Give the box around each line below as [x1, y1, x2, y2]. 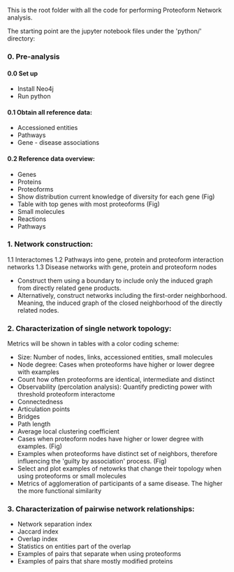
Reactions [17, 215, 47, 223]
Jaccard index [17, 527, 59, 536]
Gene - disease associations [17, 138, 100, 147]
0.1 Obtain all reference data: [7, 108, 93, 116]
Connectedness [17, 398, 64, 406]
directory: [7, 34, 36, 43]
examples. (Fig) [17, 442, 63, 450]
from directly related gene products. [17, 283, 122, 292]
